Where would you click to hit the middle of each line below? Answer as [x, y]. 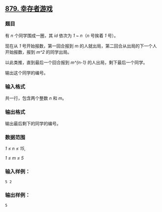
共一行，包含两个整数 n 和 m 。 [36, 98]
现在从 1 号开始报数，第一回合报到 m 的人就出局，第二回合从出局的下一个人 [81, 46]
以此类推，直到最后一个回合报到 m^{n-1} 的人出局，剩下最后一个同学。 [76, 62]
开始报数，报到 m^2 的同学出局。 [38, 52]
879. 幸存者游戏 [29, 9]
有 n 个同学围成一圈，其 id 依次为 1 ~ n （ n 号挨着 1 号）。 [62, 35]
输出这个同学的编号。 [26, 73]
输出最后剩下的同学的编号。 [33, 124]
